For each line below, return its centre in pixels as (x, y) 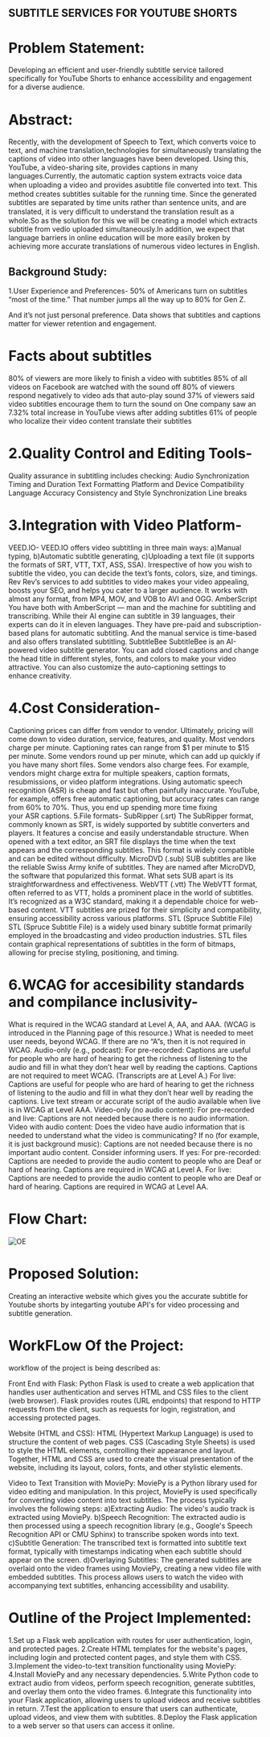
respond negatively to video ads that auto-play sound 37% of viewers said (132, 395)
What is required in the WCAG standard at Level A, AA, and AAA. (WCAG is (132, 1024)
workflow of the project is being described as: (84, 1368)
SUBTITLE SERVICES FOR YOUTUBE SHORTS (123, 13)
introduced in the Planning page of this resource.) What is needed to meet (131, 1033)
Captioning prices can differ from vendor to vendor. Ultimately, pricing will (131, 730)
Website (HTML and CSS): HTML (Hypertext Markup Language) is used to (131, 1433)
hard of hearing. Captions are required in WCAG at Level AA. (108, 1186)
